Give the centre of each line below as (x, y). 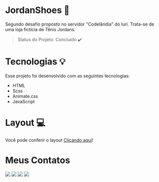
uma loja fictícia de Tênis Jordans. (40, 29)
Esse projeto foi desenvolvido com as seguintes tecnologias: (67, 76)
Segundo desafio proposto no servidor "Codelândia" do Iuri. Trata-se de (80, 24)
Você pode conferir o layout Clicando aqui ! (49, 140)
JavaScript (23, 101)
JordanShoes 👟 (37, 10)
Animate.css (25, 96)
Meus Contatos (38, 160)
